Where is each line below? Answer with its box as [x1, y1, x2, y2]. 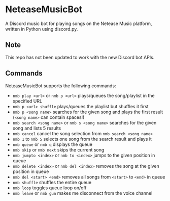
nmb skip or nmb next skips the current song [12, 146, 105, 153]
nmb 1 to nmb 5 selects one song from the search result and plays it [12, 136, 152, 142]
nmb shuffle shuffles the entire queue [12, 179, 92, 185]
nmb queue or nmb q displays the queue [12, 141, 93, 147]
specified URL [12, 98, 42, 104]
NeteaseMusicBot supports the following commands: [5, 83, 116, 89]
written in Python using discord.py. [5, 26, 78, 32]
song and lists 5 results [12, 125, 61, 131]
